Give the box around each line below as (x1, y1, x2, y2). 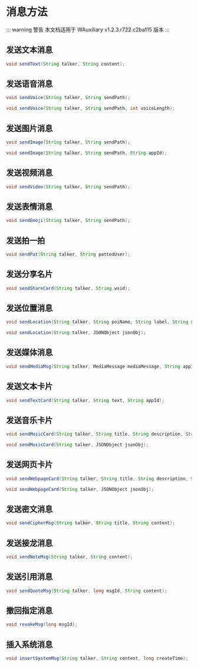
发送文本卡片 (6, 381, 53, 391)
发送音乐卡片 (6, 415, 53, 425)
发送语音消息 (6, 79, 53, 89)
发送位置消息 (6, 303, 53, 313)
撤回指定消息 (6, 606, 53, 616)
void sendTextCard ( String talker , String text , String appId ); (6, 397, 165, 403)
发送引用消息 (6, 572, 53, 582)
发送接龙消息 (6, 538, 53, 548)
